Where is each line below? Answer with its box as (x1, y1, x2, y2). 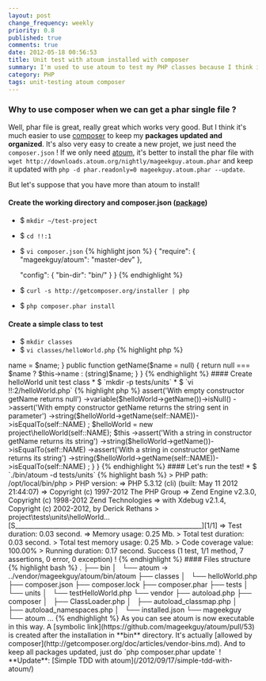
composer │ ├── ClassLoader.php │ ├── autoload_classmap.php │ (8, 597, 237, 606)
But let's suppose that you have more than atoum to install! (8, 179, 200, 189)
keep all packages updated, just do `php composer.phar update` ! (8, 648, 222, 657)
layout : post (8, 11, 51, 20)
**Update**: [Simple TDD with (8, 656, 109, 665)
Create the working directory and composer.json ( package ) (8, 198, 208, 207)
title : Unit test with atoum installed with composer (8, 56, 190, 64)
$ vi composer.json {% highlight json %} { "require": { (19, 247, 196, 256)
